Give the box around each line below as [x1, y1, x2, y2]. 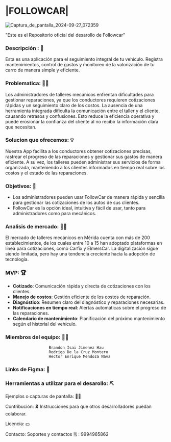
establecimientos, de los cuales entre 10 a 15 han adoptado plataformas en [5, 240, 162, 246]
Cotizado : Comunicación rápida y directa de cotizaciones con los [12, 283, 151, 289]
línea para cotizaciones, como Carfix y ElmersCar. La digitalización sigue [5, 245, 158, 252]
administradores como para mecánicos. [12, 211, 96, 217]
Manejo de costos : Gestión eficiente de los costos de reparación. [12, 294, 151, 300]
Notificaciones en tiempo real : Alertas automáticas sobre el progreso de [12, 304, 166, 310]
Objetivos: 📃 [5, 183, 37, 190]
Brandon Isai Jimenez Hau [48, 345, 104, 350]
